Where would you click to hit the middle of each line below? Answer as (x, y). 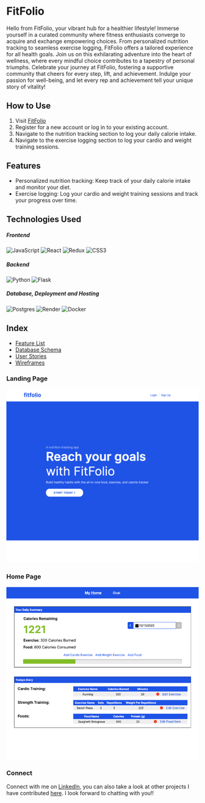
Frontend (18, 235)
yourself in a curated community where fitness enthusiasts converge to (96, 34)
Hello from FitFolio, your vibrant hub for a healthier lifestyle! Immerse (93, 28)
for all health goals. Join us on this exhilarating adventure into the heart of (99, 54)
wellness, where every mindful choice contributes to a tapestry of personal (101, 61)
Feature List (30, 343)
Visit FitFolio (31, 120)
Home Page (24, 577)
